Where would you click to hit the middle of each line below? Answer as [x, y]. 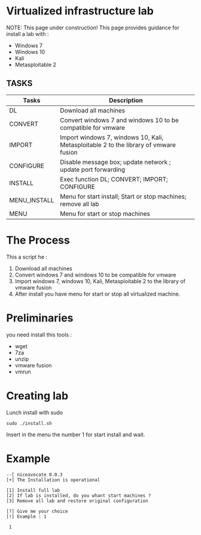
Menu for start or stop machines [105, 214]
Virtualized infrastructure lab [80, 11]
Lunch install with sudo [35, 412]
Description [126, 100]
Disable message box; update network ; [115, 162]
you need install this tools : [39, 335]
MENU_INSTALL [32, 200]
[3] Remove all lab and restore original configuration [77, 501]
